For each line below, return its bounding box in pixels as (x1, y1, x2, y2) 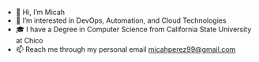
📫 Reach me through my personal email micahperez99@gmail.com (15, 45, 236, 54)
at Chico (15, 36, 43, 45)
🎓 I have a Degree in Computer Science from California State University (15, 24, 252, 34)
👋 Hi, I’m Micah (15, 8, 66, 16)
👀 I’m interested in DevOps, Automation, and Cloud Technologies (15, 16, 227, 25)
